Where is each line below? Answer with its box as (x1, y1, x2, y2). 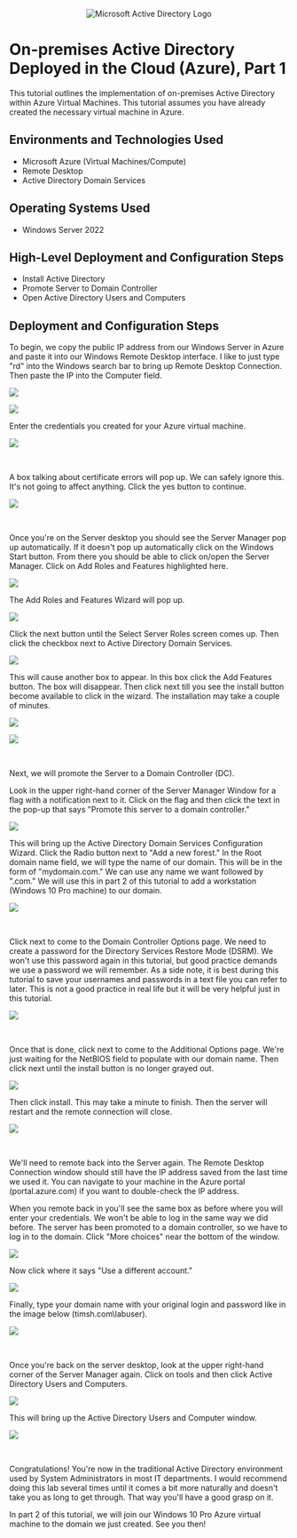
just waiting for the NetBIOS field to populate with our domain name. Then (9, 1053, 279, 1064)
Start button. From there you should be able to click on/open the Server (9, 551, 270, 562)
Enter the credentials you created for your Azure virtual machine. (9, 421, 246, 431)
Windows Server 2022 (21, 224, 105, 235)
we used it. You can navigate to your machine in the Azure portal (9, 1176, 246, 1187)
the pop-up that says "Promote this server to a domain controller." (9, 805, 250, 815)
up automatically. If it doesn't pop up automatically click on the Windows (9, 542, 275, 553)
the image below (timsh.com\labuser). (9, 1309, 148, 1319)
